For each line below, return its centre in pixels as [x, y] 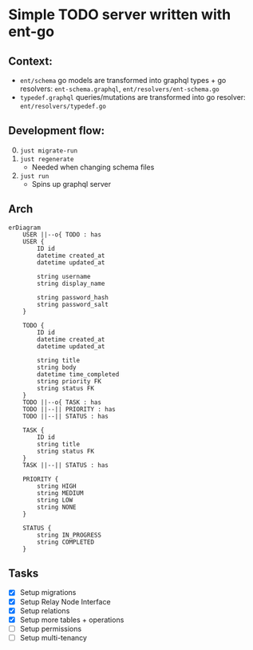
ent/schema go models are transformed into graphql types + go [123, 80]
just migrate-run [49, 151]
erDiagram [25, 228]
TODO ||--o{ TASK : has [62, 402]
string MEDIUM [60, 493]
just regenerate [47, 159]
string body [57, 367]
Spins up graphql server [71, 184]
